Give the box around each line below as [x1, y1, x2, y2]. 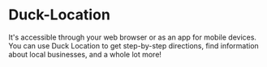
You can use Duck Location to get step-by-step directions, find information [8, 40, 260, 50]
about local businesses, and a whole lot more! [8, 49, 162, 59]
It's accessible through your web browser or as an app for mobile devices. [8, 32, 257, 42]
